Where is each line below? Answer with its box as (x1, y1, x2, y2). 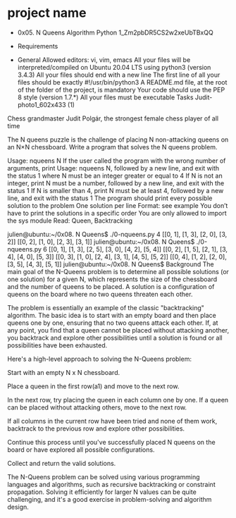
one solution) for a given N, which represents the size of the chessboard (7, 275, 218, 283)
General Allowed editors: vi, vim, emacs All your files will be (17, 55, 191, 64)
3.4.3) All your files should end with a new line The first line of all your (17, 70, 221, 79)
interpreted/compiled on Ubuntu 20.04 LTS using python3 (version (17, 63, 211, 71)
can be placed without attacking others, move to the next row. (7, 403, 187, 412)
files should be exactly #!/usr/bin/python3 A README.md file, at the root (17, 78, 228, 86)
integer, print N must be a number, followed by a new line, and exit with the (7, 178, 225, 187)
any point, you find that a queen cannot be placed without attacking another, (7, 326, 230, 334)
